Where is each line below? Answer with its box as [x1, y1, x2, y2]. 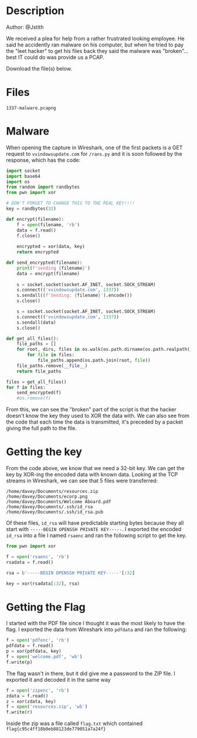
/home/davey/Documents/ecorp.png [6, 494, 88, 500]
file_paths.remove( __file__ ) [16, 363, 88, 368]
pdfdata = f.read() [6, 643, 54, 649]
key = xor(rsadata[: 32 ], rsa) [6, 581, 80, 586]
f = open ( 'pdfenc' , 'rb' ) [6, 638, 69, 643]
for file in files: [27, 352, 75, 358]
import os [6, 179, 30, 184]
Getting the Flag [6, 601, 86, 613]
